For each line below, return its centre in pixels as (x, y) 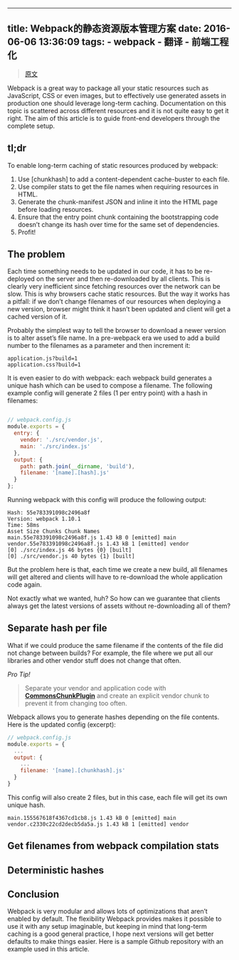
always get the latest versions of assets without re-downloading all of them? (119, 606)
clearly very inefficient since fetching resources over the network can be (114, 287)
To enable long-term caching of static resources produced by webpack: (113, 165)
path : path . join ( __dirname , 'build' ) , (78, 466)
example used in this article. (49, 949)
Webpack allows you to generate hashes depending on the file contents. (113, 717)
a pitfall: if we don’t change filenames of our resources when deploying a (114, 302)
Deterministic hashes (56, 870)
